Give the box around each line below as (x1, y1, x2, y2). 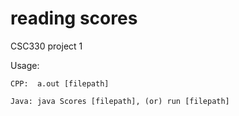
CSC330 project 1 (10, 40, 83, 52)
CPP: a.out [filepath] (10, 78, 110, 89)
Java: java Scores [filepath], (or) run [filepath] (10, 96, 230, 106)
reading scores (10, 7, 138, 30)
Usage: (10, 59, 40, 71)
